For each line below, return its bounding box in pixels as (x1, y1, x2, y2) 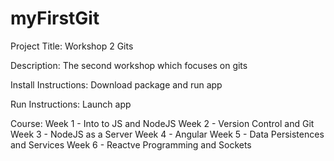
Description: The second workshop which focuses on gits (10, 59, 248, 71)
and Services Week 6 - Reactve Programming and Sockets (10, 138, 252, 151)
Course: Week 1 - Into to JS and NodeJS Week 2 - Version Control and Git (10, 117, 315, 129)
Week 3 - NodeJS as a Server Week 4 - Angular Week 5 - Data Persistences (10, 128, 325, 140)
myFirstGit (10, 7, 100, 30)
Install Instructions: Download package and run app (10, 78, 223, 91)
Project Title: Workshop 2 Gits (10, 40, 134, 52)
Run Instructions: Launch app (10, 98, 132, 110)
